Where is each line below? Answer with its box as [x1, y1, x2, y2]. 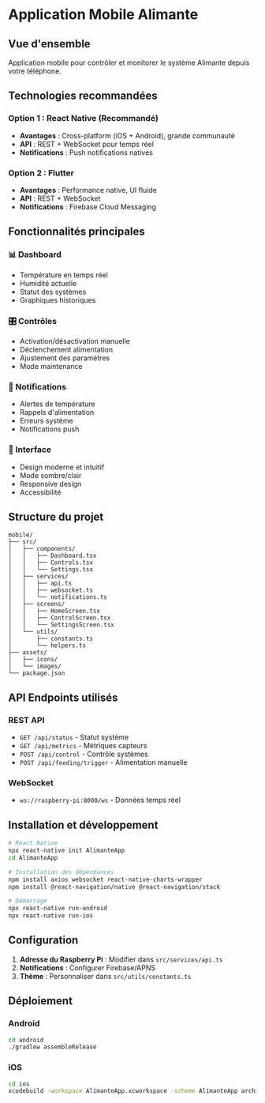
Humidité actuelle [19, 278, 77, 288]
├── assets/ [8, 649, 47, 657]
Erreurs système [19, 416, 73, 426]
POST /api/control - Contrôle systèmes [19, 749, 148, 759]
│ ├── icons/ [8, 656, 58, 664]
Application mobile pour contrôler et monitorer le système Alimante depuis [8, 58, 250, 67]
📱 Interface [8, 444, 52, 455]
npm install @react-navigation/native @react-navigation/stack [8, 883, 221, 890]
